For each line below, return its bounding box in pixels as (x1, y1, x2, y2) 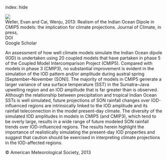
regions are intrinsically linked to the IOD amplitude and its (28, 103, 148, 109)
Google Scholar (5, 40, 37, 46)
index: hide (5, 4, 28, 10)
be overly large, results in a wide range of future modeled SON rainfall (5, 119, 149, 124)
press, (5, 29, 18, 35)
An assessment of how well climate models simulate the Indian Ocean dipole (5, 50, 163, 55)
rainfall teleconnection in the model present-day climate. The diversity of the (5, 108, 163, 114)
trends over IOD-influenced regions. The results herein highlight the (5, 124, 145, 130)
